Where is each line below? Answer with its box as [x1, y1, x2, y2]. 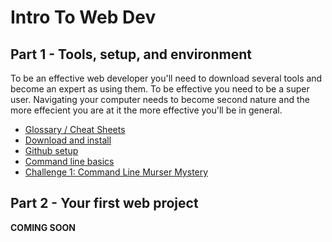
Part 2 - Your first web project [10, 195, 199, 212]
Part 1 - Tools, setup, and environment [10, 46, 252, 63]
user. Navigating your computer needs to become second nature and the [10, 94, 310, 105]
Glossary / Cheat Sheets [24, 124, 126, 135]
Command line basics [24, 156, 115, 167]
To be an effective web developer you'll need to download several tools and [10, 72, 323, 84]
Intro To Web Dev [10, 6, 157, 29]
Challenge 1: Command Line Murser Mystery [24, 166, 209, 178]
